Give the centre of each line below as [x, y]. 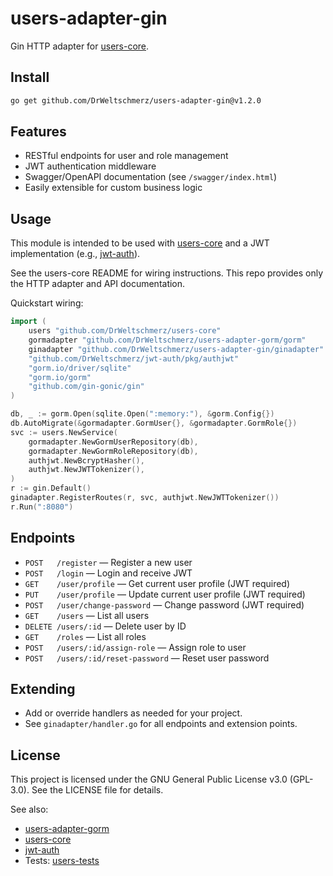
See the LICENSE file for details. [97, 790]
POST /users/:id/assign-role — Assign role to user [135, 647]
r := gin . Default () [51, 488]
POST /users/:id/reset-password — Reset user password [147, 658]
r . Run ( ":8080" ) [42, 507]
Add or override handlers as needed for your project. [133, 713]
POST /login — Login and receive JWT [108, 573]
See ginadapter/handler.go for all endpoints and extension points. [161, 724]
